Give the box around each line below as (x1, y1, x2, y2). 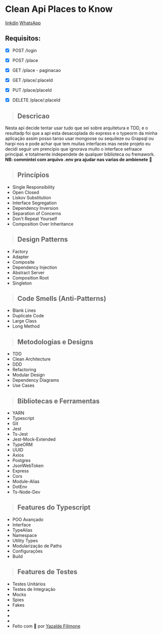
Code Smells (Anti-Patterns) (17, 294, 106, 303)
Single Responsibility (12, 184, 55, 190)
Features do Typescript (17, 503, 91, 512)
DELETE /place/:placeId (12, 97, 61, 103)
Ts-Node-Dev (12, 489, 40, 495)
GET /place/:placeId (12, 77, 53, 83)
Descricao (17, 112, 50, 120)
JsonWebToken (12, 462, 43, 468)
